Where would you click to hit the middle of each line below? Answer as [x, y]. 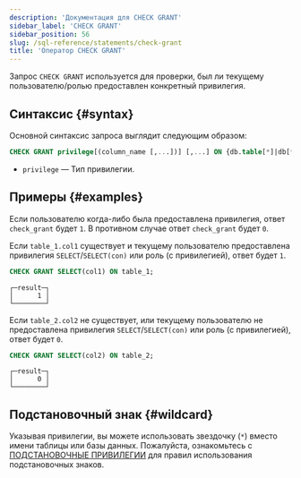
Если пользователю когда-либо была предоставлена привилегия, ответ [147, 218]
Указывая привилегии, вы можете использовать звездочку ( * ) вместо [143, 436]
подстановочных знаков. [57, 465]
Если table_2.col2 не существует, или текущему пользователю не [136, 320]
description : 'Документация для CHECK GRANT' [95, 17]
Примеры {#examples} [76, 197]
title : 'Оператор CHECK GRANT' [68, 51]
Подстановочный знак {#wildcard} [111, 414]
